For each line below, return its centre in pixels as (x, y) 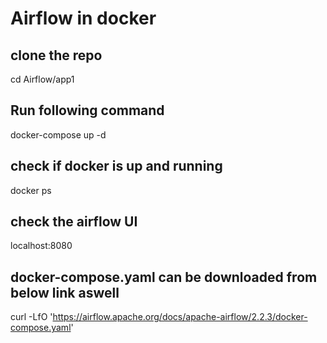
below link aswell (65, 292)
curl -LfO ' (31, 317)
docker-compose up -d (58, 134)
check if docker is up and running (116, 166)
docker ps (31, 190)
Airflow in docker (83, 18)
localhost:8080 (41, 246)
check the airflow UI (74, 222)
